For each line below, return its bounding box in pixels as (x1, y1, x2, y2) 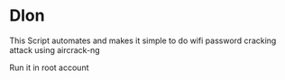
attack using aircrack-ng (9, 44, 101, 55)
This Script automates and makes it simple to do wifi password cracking (9, 35, 277, 46)
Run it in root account (9, 62, 89, 73)
